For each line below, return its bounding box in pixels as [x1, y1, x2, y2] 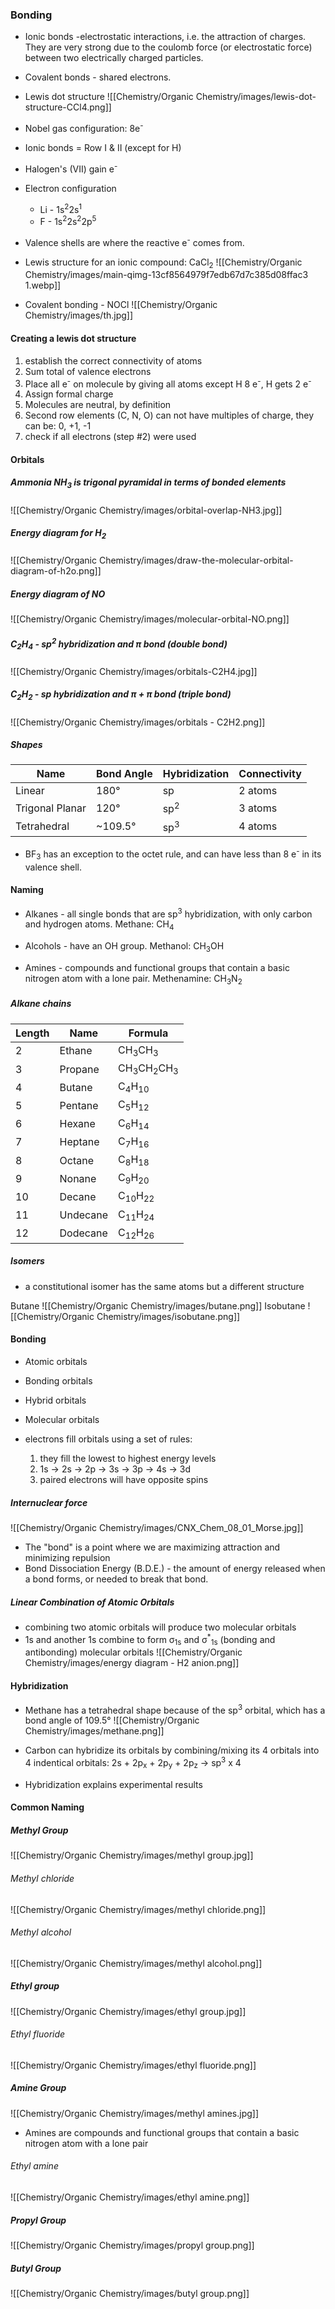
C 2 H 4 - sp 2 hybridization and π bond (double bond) [10, 636, 228, 652]
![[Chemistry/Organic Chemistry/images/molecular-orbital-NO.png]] [10, 613, 290, 625]
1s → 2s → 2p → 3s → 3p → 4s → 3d [39, 1463, 192, 1475]
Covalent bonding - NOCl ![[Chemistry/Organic [24, 299, 218, 311]
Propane [59, 1062, 100, 1076]
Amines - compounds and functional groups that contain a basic [24, 962, 290, 974]
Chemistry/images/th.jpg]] [24, 309, 134, 322]
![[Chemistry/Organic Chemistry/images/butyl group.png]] [10, 2288, 250, 2299]
